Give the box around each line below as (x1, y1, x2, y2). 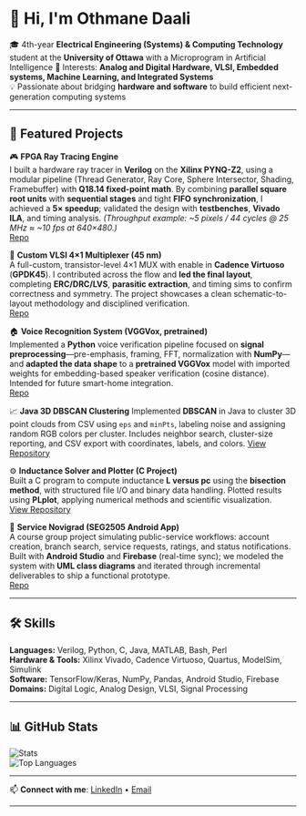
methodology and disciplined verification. (34, 298, 190, 309)
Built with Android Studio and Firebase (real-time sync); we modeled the (9, 550, 284, 561)
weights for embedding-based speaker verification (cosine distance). (9, 368, 270, 379)
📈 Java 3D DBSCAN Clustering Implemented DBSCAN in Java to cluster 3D (9, 405, 297, 416)
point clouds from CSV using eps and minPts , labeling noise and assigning (9, 418, 286, 429)
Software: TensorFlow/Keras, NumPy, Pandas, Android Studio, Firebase (9, 673, 280, 684)
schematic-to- (233, 288, 288, 299)
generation (9, 91, 50, 102)
